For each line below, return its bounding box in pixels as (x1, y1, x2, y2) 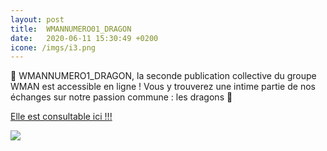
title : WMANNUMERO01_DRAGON (10, 24, 132, 34)
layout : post (10, 14, 65, 25)
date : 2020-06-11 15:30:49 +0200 (10, 33, 159, 43)
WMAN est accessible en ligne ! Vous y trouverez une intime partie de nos (10, 81, 316, 93)
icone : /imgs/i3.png (10, 42, 97, 53)
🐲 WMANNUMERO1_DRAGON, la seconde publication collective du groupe (10, 70, 317, 82)
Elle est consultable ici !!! (10, 111, 113, 123)
